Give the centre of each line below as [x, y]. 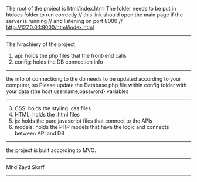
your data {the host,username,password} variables [67, 91]
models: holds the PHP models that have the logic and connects [92, 127]
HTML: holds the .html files [47, 115]
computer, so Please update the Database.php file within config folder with [96, 85]
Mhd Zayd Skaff [26, 167]
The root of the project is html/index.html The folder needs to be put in [91, 9]
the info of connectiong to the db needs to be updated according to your [94, 79]
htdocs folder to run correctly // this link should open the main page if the [95, 15]
